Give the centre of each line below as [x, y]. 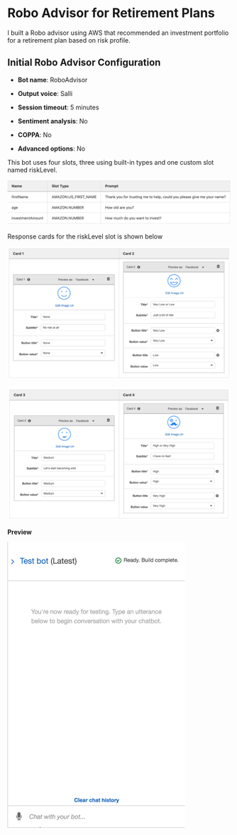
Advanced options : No [51, 148]
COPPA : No [34, 135]
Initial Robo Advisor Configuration [84, 63]
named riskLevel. [32, 170]
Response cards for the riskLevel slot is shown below [85, 236]
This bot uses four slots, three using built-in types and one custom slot [111, 162]
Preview [20, 532]
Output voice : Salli [45, 93]
